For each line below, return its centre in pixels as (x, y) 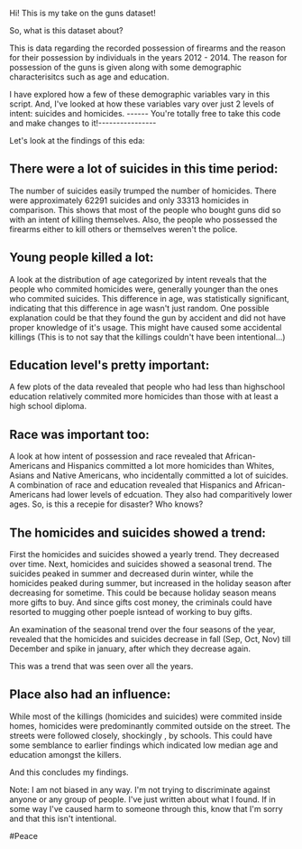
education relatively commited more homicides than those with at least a (144, 397)
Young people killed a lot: (82, 258)
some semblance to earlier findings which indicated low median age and (144, 745)
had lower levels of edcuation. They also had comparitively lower (172, 495)
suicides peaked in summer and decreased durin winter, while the (132, 574)
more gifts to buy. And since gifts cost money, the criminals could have (141, 602)
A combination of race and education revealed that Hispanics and (131, 485)
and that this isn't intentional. (63, 818)
